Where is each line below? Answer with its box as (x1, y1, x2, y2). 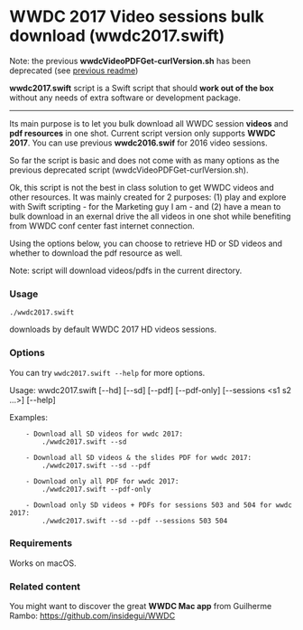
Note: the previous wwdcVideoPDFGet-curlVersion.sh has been (9, 55, 251, 66)
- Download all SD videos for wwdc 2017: (25, 429, 183, 438)
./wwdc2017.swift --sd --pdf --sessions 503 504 (41, 516, 228, 525)
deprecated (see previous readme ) (9, 65, 139, 76)
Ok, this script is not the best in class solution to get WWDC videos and (9, 182, 274, 193)
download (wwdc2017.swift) (9, 25, 225, 46)
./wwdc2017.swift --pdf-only (41, 484, 151, 494)
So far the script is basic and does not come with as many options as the (9, 155, 280, 165)
